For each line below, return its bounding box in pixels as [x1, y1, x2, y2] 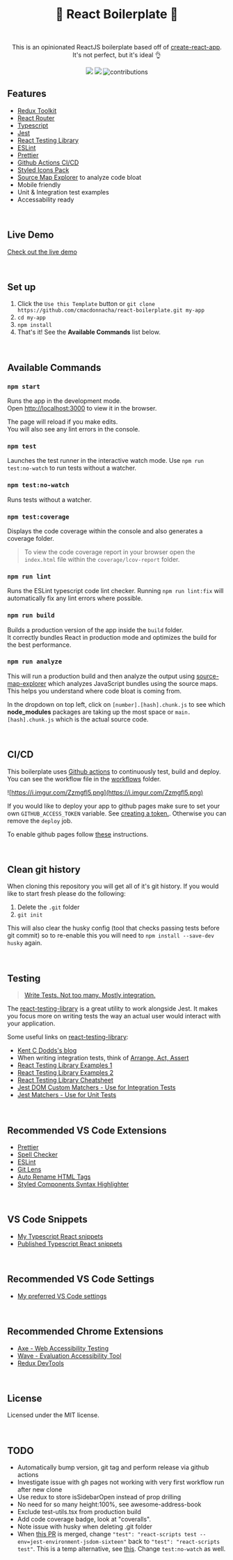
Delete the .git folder [17, 903, 80, 912]
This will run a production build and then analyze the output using [7, 672, 195, 680]
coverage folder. [7, 534, 54, 542]
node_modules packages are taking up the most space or [7, 708, 174, 716]
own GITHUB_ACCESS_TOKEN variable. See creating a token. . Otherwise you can [7, 809, 227, 818]
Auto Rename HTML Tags [17, 1172, 91, 1181]
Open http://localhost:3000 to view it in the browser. [7, 404, 157, 413]
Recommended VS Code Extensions [7, 1124, 167, 1136]
